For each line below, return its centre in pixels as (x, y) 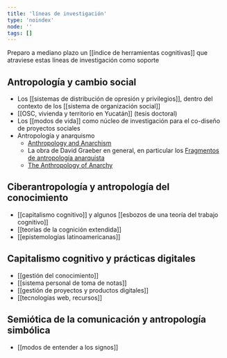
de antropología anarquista (66, 158)
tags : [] (20, 33)
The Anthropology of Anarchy (70, 165)
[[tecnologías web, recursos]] (60, 298)
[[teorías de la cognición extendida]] (69, 229)
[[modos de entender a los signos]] (68, 347)
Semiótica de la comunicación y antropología (107, 319)
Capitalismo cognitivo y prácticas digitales (101, 259)
